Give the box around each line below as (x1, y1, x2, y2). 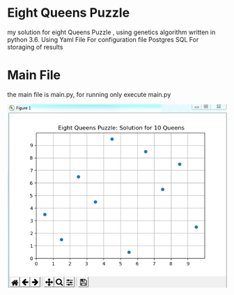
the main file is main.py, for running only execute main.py (7, 90, 171, 98)
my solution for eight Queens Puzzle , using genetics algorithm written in (7, 28, 216, 36)
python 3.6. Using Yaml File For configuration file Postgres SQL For (7, 35, 199, 43)
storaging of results (7, 43, 63, 51)
